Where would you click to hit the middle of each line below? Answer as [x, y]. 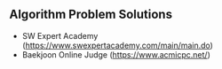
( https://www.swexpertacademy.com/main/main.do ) [117, 45]
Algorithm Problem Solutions [91, 15]
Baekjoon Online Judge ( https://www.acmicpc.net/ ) [116, 54]
